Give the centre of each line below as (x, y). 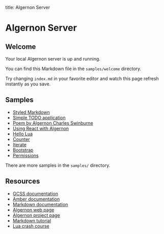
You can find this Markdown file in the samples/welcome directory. (73, 69)
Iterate (20, 144)
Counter (21, 139)
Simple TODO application (39, 118)
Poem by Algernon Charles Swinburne (53, 123)
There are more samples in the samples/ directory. (58, 165)
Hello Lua (23, 134)
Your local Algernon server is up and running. (53, 59)
